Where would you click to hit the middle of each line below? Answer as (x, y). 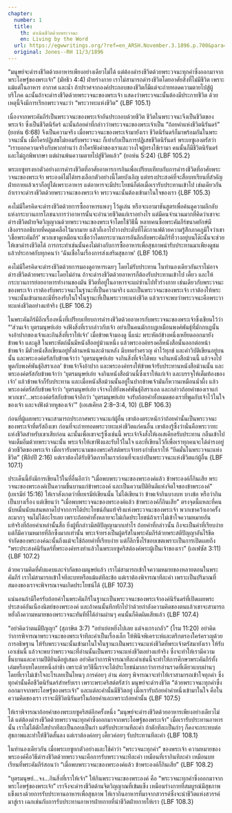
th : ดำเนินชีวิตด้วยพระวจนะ (49, 33)
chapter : (20, 13)
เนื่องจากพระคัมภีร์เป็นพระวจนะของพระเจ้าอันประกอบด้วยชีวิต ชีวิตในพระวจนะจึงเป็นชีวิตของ (111, 116)
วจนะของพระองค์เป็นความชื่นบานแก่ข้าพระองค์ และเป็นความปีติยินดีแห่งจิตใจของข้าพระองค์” (110, 486)
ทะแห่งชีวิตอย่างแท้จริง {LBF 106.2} (50, 305)
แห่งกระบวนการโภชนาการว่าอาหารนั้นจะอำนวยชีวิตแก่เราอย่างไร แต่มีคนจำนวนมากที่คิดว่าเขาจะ (114, 214)
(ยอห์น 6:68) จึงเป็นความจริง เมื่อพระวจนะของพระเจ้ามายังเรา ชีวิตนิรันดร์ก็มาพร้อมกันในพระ (113, 132)
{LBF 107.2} (24, 556)
